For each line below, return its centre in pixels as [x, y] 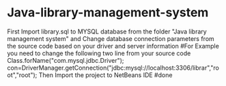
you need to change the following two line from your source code [99, 53]
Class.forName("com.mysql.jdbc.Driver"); [66, 60]
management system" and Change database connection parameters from [111, 38]
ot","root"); [22, 75]
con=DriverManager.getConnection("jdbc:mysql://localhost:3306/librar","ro [113, 68]
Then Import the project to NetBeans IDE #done [105, 75]
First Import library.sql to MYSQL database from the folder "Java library [107, 31]
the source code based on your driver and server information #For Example [113, 46]
